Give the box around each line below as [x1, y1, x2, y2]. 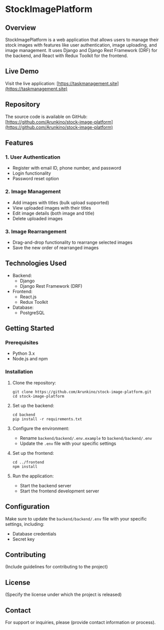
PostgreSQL [19, 309, 45, 316]
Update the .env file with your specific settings [19, 440, 116, 446]
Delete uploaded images [12, 215, 63, 221]
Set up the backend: [12, 402, 54, 408]
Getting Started [5, 324, 54, 333]
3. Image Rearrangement [5, 228, 66, 235]
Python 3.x [12, 350, 35, 356]
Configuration [5, 502, 50, 511]
